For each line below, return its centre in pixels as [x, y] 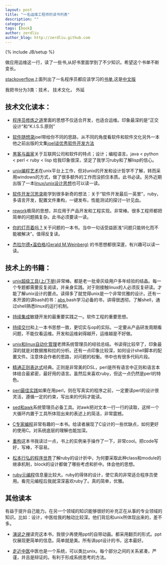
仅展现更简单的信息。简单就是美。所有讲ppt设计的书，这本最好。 [79, 540]
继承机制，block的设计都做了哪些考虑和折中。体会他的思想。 [75, 464]
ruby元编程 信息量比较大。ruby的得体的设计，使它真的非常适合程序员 [83, 474]
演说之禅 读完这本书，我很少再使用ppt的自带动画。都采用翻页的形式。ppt [87, 534]
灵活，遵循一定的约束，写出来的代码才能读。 [58, 396]
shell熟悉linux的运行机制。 [44, 306]
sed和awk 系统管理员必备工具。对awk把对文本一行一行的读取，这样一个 [86, 407]
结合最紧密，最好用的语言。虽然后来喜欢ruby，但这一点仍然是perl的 [87, 373]
